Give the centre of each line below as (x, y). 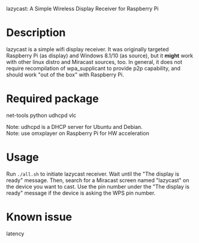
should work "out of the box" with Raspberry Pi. (65, 75)
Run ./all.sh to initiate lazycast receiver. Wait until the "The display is (93, 174)
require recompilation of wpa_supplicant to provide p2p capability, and (94, 68)
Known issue (39, 217)
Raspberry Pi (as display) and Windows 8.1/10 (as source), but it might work (100, 56)
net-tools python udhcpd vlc (41, 115)
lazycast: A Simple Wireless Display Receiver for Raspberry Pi (82, 9)
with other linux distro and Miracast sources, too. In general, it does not (94, 61)
